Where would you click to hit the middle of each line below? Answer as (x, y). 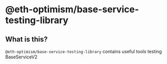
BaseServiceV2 (21, 57)
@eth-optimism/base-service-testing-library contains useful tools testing (84, 51)
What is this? (27, 39)
